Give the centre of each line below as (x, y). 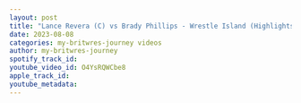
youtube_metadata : (43, 84)
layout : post (34, 17)
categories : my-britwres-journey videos (86, 43)
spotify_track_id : (43, 59)
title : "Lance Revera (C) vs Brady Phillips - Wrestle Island (128, 26)
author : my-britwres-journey (64, 51)
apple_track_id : (39, 76)
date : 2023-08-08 (42, 34)
